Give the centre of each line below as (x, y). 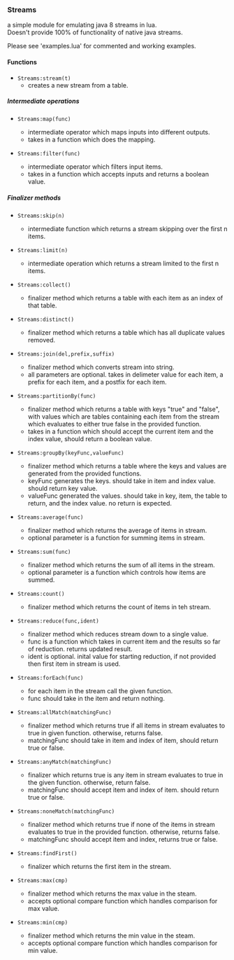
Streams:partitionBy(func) (57, 396)
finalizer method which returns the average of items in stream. (117, 531)
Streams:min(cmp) (43, 923)
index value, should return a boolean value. (90, 439)
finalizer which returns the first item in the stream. (100, 867)
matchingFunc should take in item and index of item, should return (123, 741)
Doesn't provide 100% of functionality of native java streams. (95, 32)
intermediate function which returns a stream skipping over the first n (127, 229)
